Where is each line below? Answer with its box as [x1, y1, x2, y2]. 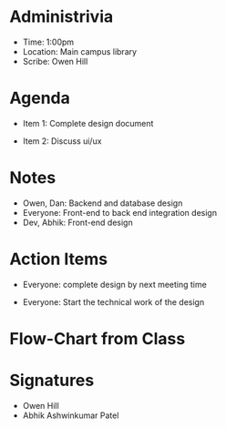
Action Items [9, 249, 108, 270]
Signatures [9, 371, 95, 391]
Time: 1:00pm [22, 36, 75, 47]
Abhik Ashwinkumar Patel [22, 410, 119, 421]
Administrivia [9, 6, 114, 27]
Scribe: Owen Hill [22, 56, 88, 66]
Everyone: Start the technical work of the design [22, 296, 205, 307]
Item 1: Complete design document [22, 117, 154, 128]
